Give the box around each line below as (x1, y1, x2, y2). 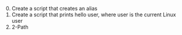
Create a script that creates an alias (11, 5, 98, 12)
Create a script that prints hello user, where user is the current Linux (11, 11, 177, 18)
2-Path (11, 23, 29, 30)
